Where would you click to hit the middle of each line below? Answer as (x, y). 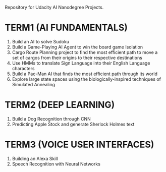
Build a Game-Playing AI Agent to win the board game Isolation (77, 47)
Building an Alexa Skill (35, 158)
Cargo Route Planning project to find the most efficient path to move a (85, 52)
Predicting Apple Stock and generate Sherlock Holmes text (73, 124)
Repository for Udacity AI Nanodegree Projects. (54, 7)
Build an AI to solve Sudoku (40, 41)
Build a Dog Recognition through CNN (51, 119)
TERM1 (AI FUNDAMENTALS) (66, 28)
